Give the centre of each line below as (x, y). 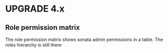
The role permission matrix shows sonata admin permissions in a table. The (84, 39)
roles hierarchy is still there (33, 45)
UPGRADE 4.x (35, 9)
